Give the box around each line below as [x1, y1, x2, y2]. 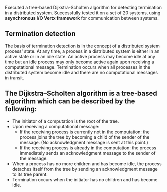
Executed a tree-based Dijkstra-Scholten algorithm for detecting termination [5, 5, 162, 10]
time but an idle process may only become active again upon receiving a [5, 59, 154, 65]
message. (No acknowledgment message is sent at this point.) [19, 139, 148, 145]
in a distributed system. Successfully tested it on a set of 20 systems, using [5, 10, 161, 16]
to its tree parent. [12, 171, 48, 177]
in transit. [5, 75, 24, 81]
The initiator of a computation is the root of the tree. [12, 118, 119, 124]
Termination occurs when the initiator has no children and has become [12, 176, 158, 182]
